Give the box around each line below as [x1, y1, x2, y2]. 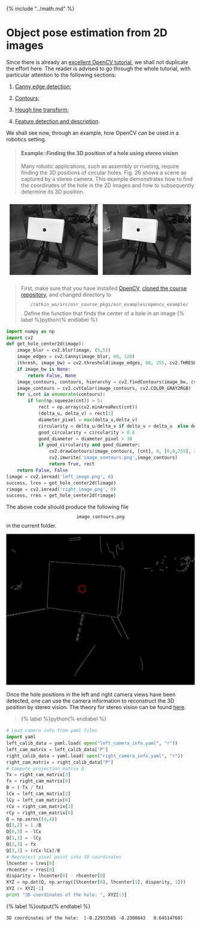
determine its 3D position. [20, 188, 85, 195]
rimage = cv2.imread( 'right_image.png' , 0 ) [6, 486, 117, 492]
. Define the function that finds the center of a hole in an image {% [20, 310, 185, 317]
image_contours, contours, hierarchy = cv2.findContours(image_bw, [17, 379, 188, 385]
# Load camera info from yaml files [6, 728, 98, 734]
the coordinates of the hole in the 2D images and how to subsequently [20, 182, 194, 189]
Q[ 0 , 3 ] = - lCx [6, 829, 42, 835]
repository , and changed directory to [20, 290, 112, 298]
